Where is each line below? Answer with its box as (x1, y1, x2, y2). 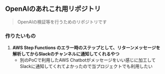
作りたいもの (5, 32, 36, 39)
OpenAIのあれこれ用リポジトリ (5, 4, 101, 13)
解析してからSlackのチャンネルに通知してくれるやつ (12, 51, 120, 57)
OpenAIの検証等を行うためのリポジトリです (17, 19, 107, 25)
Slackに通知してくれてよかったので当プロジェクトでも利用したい (19, 64, 153, 70)
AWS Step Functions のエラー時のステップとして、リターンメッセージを (12, 45, 161, 51)
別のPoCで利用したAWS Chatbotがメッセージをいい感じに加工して (19, 57, 156, 63)
